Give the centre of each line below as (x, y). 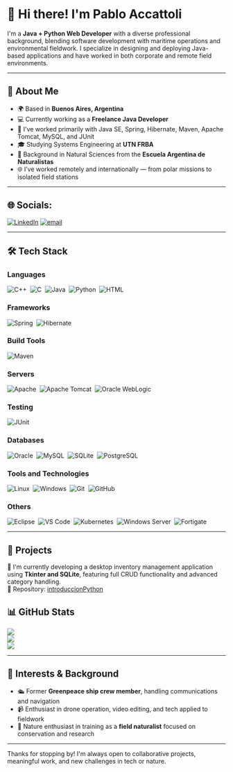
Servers (21, 373)
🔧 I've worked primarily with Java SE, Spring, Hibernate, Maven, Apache (120, 129)
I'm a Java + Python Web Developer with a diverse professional (99, 33)
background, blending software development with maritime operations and (114, 40)
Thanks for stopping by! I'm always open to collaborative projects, (102, 753)
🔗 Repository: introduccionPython (55, 589)
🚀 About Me (33, 91)
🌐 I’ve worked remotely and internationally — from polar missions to (114, 169)
